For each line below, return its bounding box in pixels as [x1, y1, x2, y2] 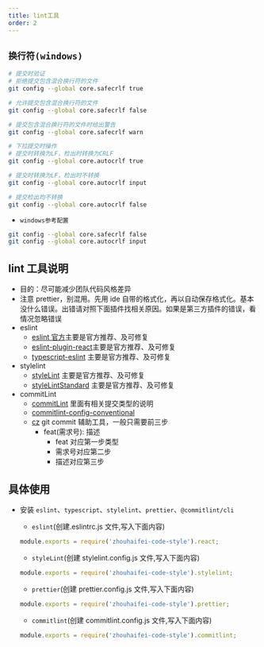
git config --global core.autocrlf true [8, 157, 144, 165]
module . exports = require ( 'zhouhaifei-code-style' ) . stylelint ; [19, 568, 234, 576]
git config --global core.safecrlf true [8, 85, 144, 93]
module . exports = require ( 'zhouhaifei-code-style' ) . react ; [19, 537, 220, 545]
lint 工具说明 [8, 261, 69, 275]
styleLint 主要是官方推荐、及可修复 [31, 371, 145, 380]
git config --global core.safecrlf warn [8, 128, 144, 136]
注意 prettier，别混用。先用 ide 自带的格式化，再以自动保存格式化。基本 [19, 295, 254, 304]
